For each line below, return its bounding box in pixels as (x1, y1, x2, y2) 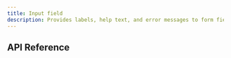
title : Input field (7, 10, 63, 17)
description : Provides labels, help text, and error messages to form (7, 16, 214, 23)
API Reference (7, 42, 70, 53)
